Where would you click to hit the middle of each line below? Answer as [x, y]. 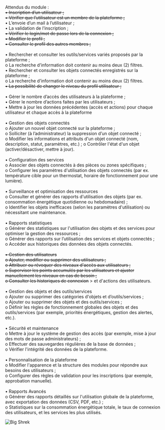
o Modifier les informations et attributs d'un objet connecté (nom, [72, 139]
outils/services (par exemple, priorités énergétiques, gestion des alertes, [79, 312]
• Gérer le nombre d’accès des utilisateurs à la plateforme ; [65, 97]
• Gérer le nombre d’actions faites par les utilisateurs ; [60, 102]
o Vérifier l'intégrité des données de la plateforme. [56, 349]
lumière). [14, 181]
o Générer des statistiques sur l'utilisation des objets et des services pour [80, 228]
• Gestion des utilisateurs [31, 254]
